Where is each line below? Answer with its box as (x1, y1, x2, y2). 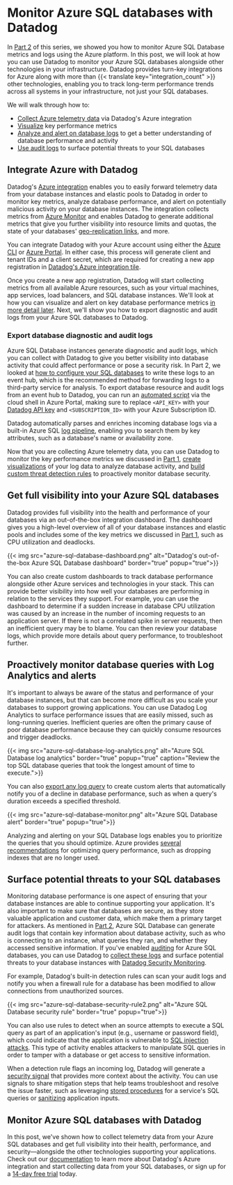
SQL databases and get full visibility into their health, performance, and (7, 1140, 211, 1149)
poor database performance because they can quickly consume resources (7, 725, 221, 734)
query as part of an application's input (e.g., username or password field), (7, 1029, 219, 1037)
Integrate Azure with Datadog (7, 164, 138, 176)
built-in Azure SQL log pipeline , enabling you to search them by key (7, 426, 200, 435)
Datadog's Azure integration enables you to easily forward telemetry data (7, 183, 218, 191)
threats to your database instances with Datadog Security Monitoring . (7, 959, 207, 967)
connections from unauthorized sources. (7, 987, 124, 996)
